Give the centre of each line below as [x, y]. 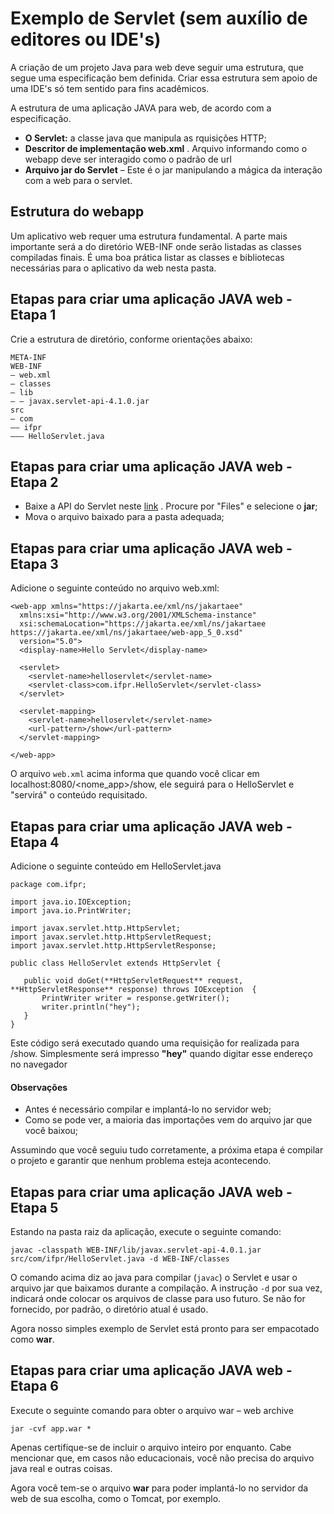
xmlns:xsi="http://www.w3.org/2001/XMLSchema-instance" [138, 615]
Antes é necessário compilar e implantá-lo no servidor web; [148, 1109]
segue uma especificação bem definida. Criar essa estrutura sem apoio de [164, 78]
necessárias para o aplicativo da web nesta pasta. [113, 268]
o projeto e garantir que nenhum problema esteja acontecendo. [141, 1161]
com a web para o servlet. [78, 180]
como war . [32, 1339]
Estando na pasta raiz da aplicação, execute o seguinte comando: [146, 1232]
